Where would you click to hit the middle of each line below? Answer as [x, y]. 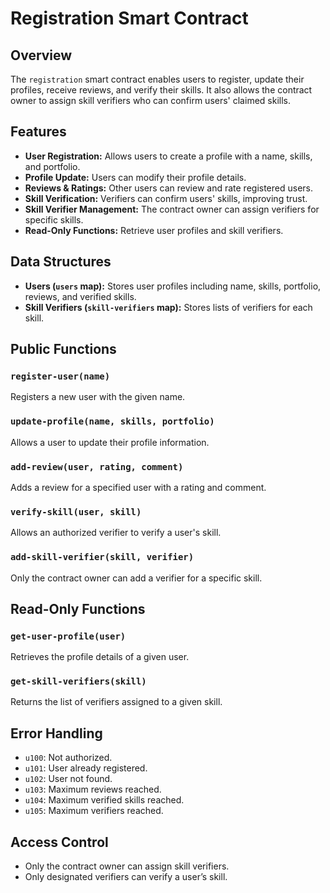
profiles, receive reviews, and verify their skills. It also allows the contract [161, 90]
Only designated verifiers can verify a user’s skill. [126, 877]
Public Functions [63, 349]
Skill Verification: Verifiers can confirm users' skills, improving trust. [166, 198]
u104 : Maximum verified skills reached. [104, 800]
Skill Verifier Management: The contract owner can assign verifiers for [172, 209]
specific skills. [54, 219]
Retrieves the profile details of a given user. [100, 657]
